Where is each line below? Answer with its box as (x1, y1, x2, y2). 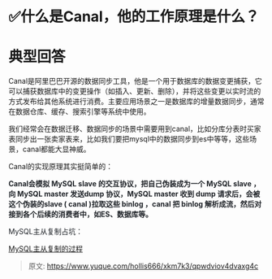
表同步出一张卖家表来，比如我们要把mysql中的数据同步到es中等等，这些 (8, 134, 250, 144)
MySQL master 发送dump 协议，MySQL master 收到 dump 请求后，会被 (17, 189, 261, 199)
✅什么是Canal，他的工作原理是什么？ (8, 7, 260, 26)
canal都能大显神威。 (22, 144, 91, 155)
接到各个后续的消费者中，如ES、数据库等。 (8, 209, 153, 220)
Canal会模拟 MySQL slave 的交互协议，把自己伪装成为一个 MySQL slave (8, 179, 252, 189)
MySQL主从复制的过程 (8, 244, 84, 254)
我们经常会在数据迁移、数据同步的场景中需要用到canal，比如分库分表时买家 (8, 124, 261, 134)
